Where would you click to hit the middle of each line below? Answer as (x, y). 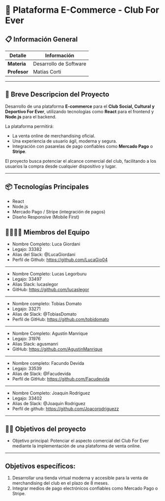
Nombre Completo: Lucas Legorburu (49, 274)
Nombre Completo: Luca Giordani (46, 244)
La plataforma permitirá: (29, 126)
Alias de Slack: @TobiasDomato (44, 314)
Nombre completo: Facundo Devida (48, 363)
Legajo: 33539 (27, 369)
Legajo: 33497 (27, 279)
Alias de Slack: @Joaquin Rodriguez (49, 404)
